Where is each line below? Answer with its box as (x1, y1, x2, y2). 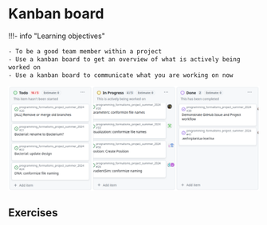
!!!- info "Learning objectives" (8, 31, 105, 41)
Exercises (8, 206, 58, 219)
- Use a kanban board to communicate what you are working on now (8, 71, 234, 80)
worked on (8, 63, 41, 72)
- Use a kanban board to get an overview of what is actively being (8, 55, 241, 64)
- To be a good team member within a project (8, 47, 162, 56)
